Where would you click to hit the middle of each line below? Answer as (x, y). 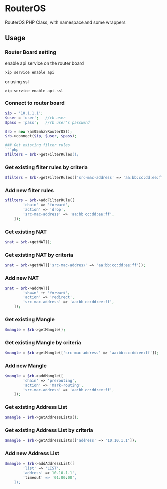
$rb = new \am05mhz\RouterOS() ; (39, 132)
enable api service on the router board (44, 63)
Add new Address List (32, 453)
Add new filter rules (29, 191)
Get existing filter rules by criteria (46, 167)
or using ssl (17, 81)
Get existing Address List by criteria (49, 430)
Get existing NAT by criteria (39, 255)
